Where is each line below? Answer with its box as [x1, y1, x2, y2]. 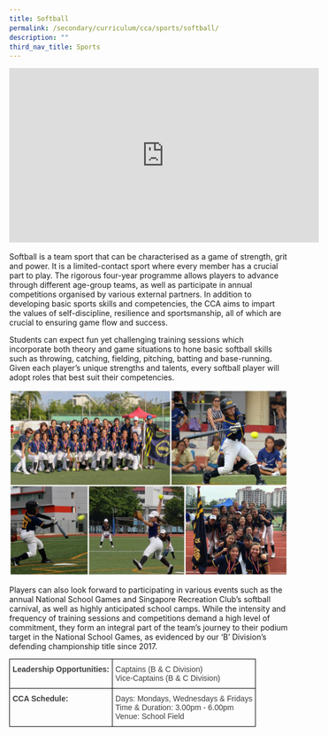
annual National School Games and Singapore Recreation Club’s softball [9, 593, 271, 604]
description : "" [9, 33, 69, 42]
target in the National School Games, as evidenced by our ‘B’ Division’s [9, 631, 267, 642]
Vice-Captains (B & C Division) [115, 673, 221, 683]
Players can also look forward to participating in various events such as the [9, 585, 283, 595]
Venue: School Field [115, 711, 185, 721]
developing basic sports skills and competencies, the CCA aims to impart [9, 298, 276, 309]
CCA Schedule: [12, 693, 69, 703]
